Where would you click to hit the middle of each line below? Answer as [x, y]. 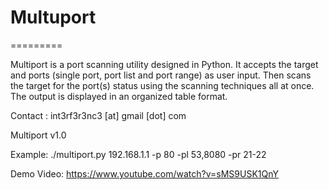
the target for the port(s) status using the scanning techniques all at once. [162, 85]
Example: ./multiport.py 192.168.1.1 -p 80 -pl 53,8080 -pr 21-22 [138, 154]
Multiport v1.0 [38, 135]
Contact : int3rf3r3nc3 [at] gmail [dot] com [98, 115]
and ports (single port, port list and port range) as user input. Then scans [161, 75]
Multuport [53, 17]
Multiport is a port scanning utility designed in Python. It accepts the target [164, 64]
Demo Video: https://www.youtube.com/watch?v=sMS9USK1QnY [144, 173]
